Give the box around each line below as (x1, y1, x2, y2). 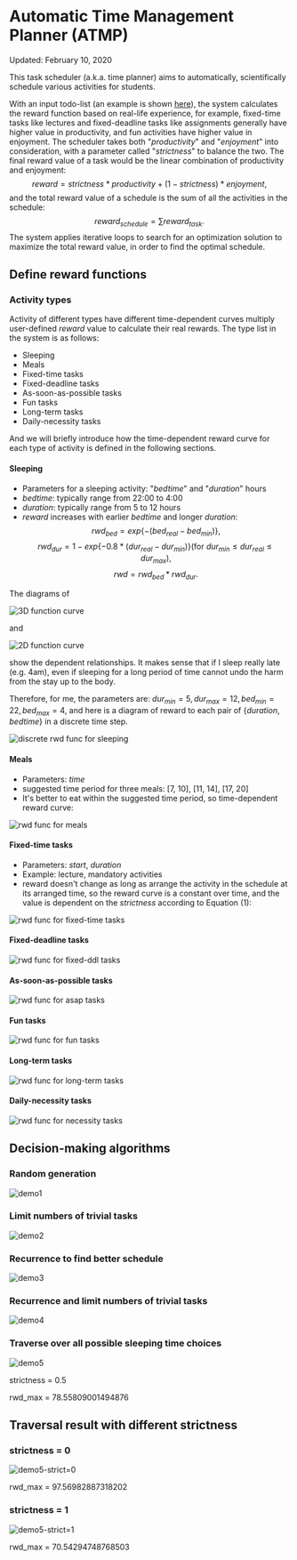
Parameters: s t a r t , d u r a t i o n (21, 859, 122, 870)
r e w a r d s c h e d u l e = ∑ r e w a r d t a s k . (94, 215, 205, 229)
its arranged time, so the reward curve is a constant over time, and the (21, 888, 280, 898)
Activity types (9, 294, 72, 306)
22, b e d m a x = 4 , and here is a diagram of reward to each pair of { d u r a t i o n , (9, 704, 280, 718)
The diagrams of (9, 588, 70, 599)
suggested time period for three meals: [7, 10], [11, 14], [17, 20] (21, 783, 249, 793)
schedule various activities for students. (9, 81, 156, 92)
